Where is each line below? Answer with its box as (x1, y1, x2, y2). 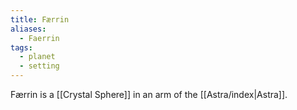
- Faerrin (19, 33, 60, 43)
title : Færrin (10, 14, 70, 25)
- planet (19, 52, 56, 62)
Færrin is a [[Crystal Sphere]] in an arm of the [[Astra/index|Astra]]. (10, 89, 288, 100)
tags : (10, 42, 33, 53)
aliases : (10, 24, 47, 34)
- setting (19, 61, 60, 71)
